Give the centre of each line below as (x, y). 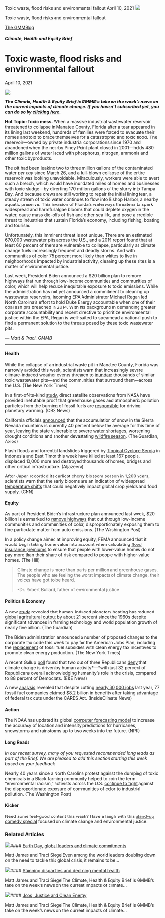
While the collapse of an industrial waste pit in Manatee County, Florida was (82, 364)
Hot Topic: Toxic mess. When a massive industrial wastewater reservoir (78, 121)
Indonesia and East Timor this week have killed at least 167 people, (73, 456)
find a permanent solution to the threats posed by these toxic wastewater (79, 323)
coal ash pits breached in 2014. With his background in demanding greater (80, 307)
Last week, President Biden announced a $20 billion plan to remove (73, 275)
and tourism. (18, 225)
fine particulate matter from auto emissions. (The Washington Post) (73, 529)
